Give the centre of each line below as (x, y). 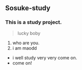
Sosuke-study (28, 8)
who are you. (26, 43)
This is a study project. (33, 22)
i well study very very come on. (45, 58)
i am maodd (24, 48)
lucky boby (29, 33)
